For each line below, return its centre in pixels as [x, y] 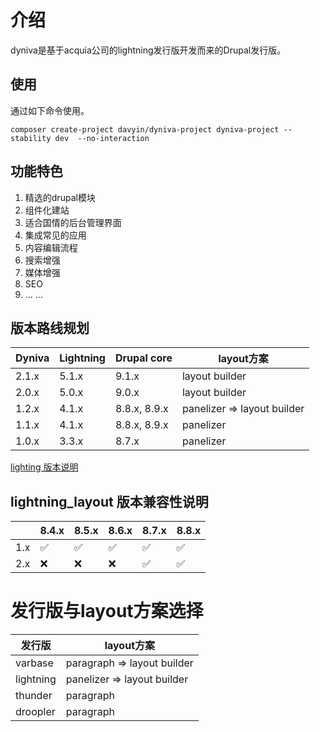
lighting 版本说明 [44, 467]
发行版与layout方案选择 [107, 611]
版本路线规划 [50, 327]
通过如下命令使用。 [50, 110]
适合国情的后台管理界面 [73, 222]
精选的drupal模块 [60, 197]
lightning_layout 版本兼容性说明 [109, 501]
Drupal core [143, 358]
